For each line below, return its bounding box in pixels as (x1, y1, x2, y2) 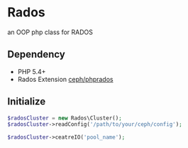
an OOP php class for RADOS (7, 28, 94, 36)
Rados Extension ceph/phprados (17, 75, 114, 83)
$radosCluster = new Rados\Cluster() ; (7, 115, 122, 122)
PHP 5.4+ (17, 67, 46, 75)
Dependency (7, 48, 65, 60)
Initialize (7, 95, 46, 107)
